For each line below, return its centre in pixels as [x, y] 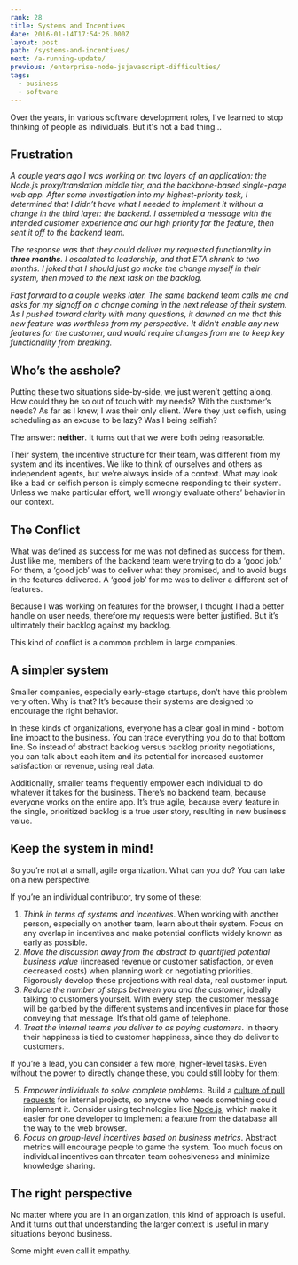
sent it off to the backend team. [67, 233]
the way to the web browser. [75, 1128]
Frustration [42, 154]
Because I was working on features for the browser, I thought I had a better [147, 606]
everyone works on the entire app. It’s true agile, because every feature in [145, 802]
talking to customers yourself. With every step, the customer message [151, 999]
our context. [32, 502]
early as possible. [55, 942]
